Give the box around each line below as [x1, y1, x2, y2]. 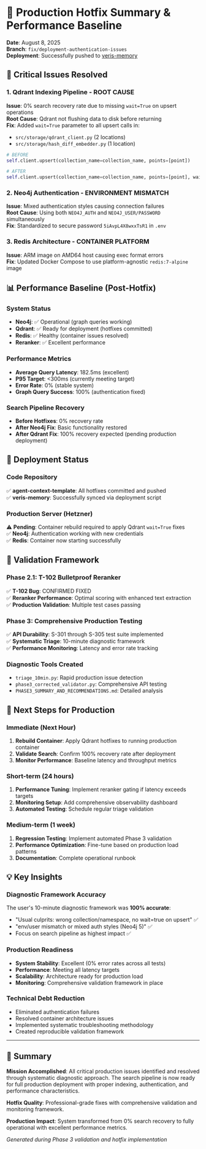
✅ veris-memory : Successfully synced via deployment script [6, 493, 161, 501]
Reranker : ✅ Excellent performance [15, 339, 106, 346]
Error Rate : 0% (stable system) [15, 381, 94, 389]
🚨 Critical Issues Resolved [6, 70, 108, 80]
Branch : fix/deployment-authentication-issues [6, 45, 128, 53]
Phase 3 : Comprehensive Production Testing [6, 616, 143, 625]
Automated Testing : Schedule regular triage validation [15, 805, 154, 813]
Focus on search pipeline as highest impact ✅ [15, 930, 132, 937]
